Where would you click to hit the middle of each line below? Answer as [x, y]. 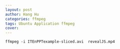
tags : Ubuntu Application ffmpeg [40, 24]
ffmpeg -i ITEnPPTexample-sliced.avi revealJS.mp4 [60, 42]
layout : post [19, 10]
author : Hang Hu [22, 14]
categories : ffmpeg [25, 19]
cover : [12, 28]
